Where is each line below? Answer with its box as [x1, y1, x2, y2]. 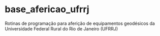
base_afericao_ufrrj [5, 4, 89, 15]
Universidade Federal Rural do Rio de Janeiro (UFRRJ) [5, 25, 118, 31]
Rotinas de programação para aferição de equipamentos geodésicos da [5, 20, 155, 26]
